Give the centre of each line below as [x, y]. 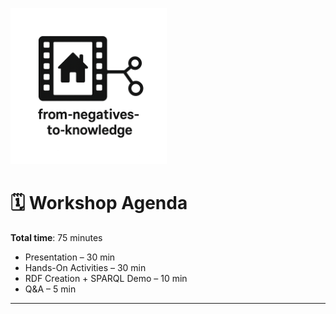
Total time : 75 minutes [56, 237]
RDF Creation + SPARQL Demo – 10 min [106, 278]
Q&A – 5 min [50, 289]
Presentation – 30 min [70, 257]
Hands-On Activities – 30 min [85, 267]
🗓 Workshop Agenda [99, 203]
